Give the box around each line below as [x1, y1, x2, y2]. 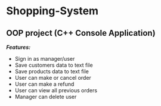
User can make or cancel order [14, 74, 91, 81]
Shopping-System [6, 4, 99, 18]
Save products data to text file [14, 68, 89, 75]
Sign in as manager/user [14, 55, 75, 62]
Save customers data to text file [14, 61, 94, 68]
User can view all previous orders [14, 87, 97, 93]
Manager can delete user [14, 93, 77, 100]
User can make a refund [14, 80, 75, 88]
